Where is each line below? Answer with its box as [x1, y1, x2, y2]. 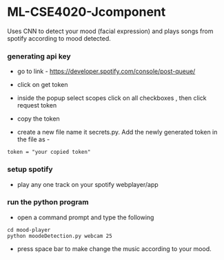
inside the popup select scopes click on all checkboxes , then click [17, 94, 207, 102]
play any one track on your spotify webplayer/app [17, 180, 159, 188]
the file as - [17, 135, 50, 143]
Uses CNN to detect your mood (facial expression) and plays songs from [7, 27, 214, 35]
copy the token [17, 114, 60, 123]
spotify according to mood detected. [7, 34, 112, 42]
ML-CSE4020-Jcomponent [7, 4, 166, 20]
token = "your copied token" [7, 149, 91, 156]
